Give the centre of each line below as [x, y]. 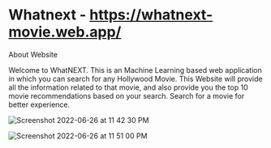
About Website [33, 54]
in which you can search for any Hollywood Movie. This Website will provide [135, 78]
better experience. [39, 104]
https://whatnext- [151, 15]
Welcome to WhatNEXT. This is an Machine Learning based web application [135, 70]
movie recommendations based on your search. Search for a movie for [127, 95]
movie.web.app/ [65, 32]
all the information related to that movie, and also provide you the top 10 [129, 87]
